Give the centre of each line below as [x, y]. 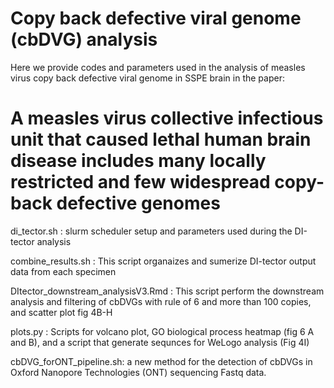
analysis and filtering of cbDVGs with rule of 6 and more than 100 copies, [161, 301]
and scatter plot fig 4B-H [61, 312]
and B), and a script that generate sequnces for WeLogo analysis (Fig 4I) [160, 342]
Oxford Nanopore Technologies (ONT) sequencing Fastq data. [138, 372]
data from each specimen [63, 271]
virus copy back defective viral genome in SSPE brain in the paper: [147, 78]
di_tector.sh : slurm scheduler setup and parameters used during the [151, 231]
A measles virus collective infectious [167, 118]
